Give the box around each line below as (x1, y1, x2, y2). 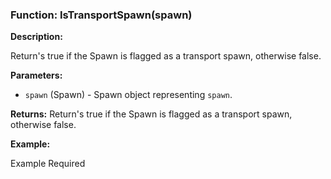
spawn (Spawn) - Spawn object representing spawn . (24, 89, 233, 101)
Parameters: (10, 69, 63, 82)
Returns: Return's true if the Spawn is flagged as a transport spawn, (10, 108, 293, 120)
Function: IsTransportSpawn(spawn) (10, 8, 193, 22)
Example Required (10, 158, 86, 170)
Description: (10, 31, 63, 43)
